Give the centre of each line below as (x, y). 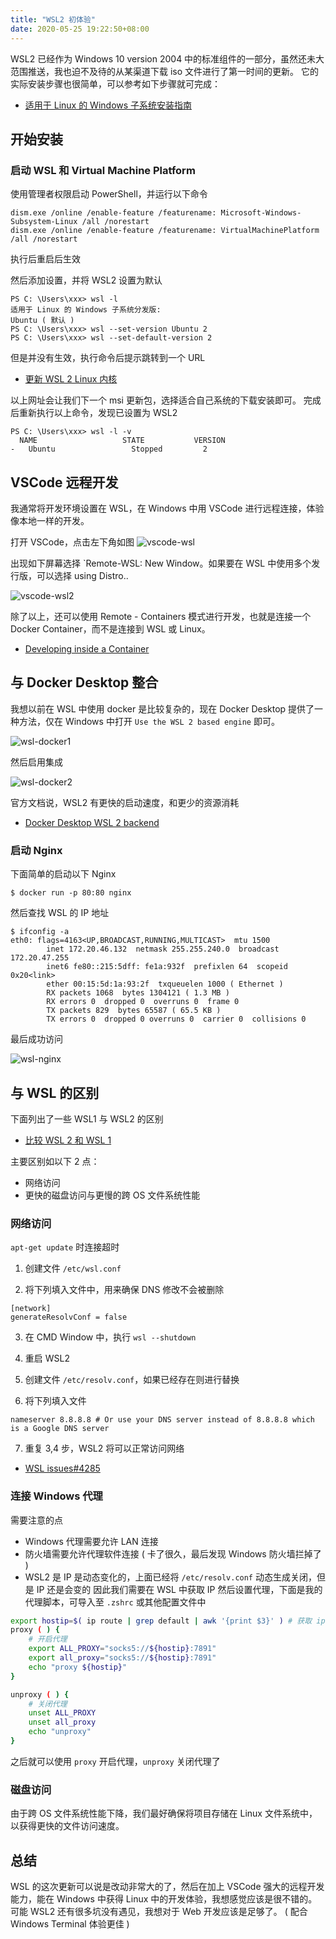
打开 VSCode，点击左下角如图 (72, 542)
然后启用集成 (36, 762)
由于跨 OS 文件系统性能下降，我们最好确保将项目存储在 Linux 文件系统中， (164, 1813)
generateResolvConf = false (69, 1317)
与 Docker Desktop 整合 (84, 682)
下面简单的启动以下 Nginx (63, 874)
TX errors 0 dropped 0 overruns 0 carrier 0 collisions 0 (176, 1019)
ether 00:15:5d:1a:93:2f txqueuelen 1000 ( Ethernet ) (165, 984)
